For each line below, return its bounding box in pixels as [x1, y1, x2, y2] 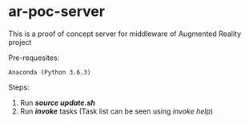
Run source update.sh [19, 98, 96, 107]
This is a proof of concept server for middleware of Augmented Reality [8, 29, 242, 38]
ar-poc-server [8, 2, 106, 21]
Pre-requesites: [8, 53, 60, 62]
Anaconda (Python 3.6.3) [8, 68, 91, 76]
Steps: [8, 82, 30, 92]
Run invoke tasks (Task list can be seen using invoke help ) [19, 106, 214, 116]
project [8, 37, 32, 46]
